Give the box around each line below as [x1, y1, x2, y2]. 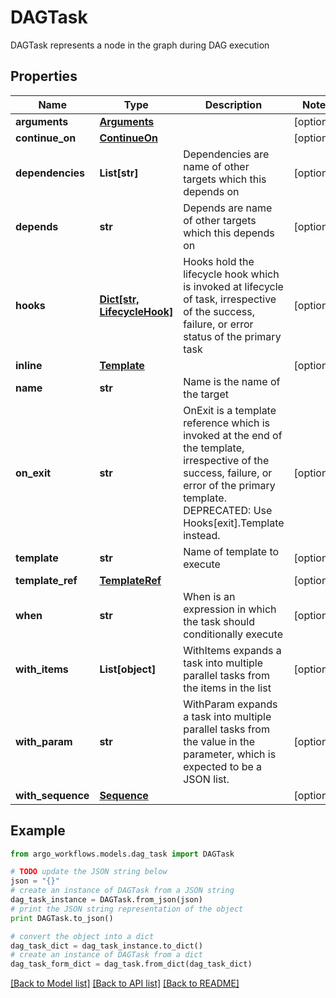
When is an [183, 589, 236, 603]
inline [15, 358, 43, 372]
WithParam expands [183, 697, 278, 711]
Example [10, 822, 66, 840]
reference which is [183, 416, 271, 430]
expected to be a [183, 759, 263, 773]
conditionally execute [183, 627, 283, 641]
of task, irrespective [183, 292, 277, 306]
